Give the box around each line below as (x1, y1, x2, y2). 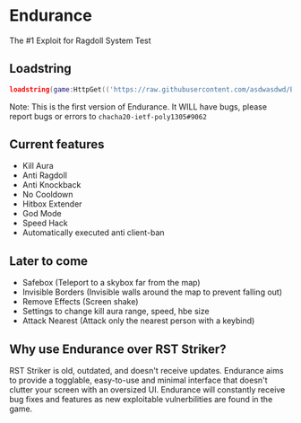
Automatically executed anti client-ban (21, 227, 165, 238)
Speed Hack (21, 217, 69, 229)
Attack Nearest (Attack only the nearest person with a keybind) (21, 315, 255, 326)
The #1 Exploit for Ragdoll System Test (9, 35, 151, 46)
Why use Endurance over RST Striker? (9, 341, 227, 357)
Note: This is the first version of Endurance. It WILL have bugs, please (9, 101, 267, 112)
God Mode (21, 208, 62, 219)
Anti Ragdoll (21, 170, 67, 181)
